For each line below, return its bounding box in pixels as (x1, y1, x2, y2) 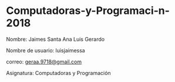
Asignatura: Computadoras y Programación (6, 69, 111, 76)
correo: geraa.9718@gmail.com (6, 58, 82, 65)
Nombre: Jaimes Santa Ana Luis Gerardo (6, 35, 105, 42)
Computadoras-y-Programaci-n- (6, 4, 170, 17)
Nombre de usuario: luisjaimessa (6, 47, 85, 54)
